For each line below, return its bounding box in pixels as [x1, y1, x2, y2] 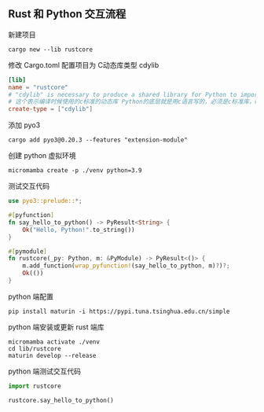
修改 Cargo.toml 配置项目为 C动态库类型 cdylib [8, 60, 159, 69]
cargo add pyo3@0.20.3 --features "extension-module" [8, 136, 189, 144]
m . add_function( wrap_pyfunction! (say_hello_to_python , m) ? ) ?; [22, 262, 230, 270]
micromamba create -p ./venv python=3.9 [8, 167, 143, 175]
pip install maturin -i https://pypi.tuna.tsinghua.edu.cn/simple [8, 307, 230, 315]
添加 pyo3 [8, 120, 41, 130]
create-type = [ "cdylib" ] [8, 105, 93, 113]
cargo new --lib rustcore [8, 46, 93, 53]
